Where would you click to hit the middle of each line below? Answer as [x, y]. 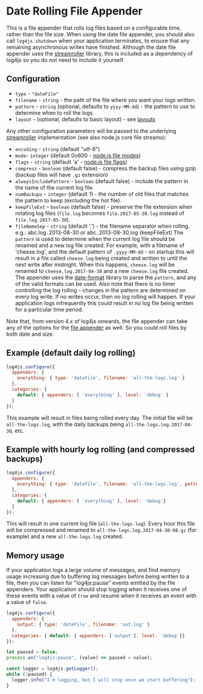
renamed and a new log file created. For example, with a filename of [100, 245]
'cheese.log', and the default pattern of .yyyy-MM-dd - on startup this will [105, 251]
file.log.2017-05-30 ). [43, 219]
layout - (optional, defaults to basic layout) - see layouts [85, 119]
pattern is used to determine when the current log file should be [95, 239]
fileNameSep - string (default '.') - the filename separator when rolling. [102, 226]
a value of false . [27, 602]
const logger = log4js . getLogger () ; [52, 669]
